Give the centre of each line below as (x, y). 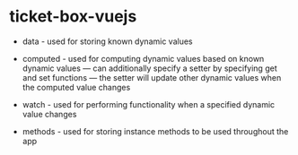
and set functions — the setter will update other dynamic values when (152, 77)
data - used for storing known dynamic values (107, 41)
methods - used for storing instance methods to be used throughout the (155, 131)
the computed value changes (76, 87)
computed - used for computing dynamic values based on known (143, 58)
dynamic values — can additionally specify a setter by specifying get (149, 68)
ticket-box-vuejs (73, 17)
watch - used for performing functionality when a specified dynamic (149, 104)
